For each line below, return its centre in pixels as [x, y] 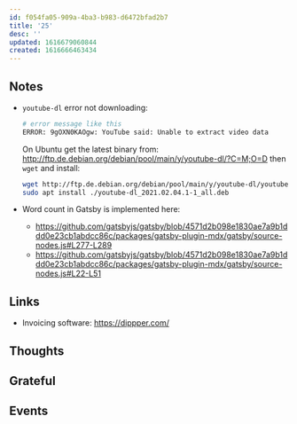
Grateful [32, 381]
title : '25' [31, 26]
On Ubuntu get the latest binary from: [90, 149]
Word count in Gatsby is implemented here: [101, 209]
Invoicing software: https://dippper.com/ [96, 323]
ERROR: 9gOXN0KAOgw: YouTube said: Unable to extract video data [145, 132]
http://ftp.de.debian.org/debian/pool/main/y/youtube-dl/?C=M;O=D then [154, 158]
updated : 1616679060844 [53, 42]
